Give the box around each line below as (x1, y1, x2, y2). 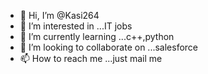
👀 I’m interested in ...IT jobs (19, 20, 133, 32)
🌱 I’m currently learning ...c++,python (19, 31, 175, 42)
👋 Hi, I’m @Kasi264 (19, 10, 100, 21)
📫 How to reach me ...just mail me (19, 53, 163, 64)
